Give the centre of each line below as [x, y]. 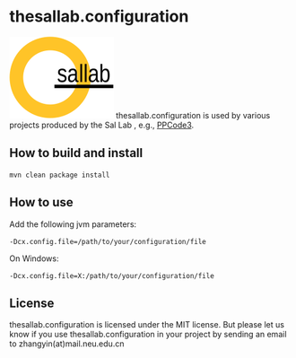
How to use [41, 202]
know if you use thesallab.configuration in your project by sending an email [148, 335]
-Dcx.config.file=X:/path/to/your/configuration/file [112, 275]
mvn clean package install [60, 175]
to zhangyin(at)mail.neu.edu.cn [67, 344]
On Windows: [34, 258]
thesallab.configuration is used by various [193, 115]
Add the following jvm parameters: [73, 224]
